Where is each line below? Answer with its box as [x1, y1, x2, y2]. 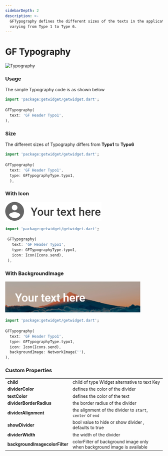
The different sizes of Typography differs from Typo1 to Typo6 [5, 141, 134, 147]
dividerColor [7, 386, 34, 392]
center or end [72, 412, 99, 418]
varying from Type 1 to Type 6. [9, 24, 77, 29]
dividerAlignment [7, 409, 44, 416]
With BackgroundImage [5, 270, 64, 277]
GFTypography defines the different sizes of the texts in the [9, 19, 144, 24]
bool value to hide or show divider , [72, 419, 145, 425]
